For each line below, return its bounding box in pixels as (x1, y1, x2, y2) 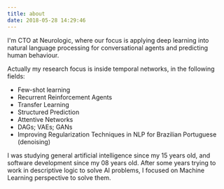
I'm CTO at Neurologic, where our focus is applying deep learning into (7, 36, 209, 44)
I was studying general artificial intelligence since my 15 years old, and (7, 151, 211, 160)
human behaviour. (7, 50, 59, 59)
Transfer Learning (17, 100, 70, 108)
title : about (7, 10, 45, 17)
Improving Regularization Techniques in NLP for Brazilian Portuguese (17, 130, 217, 139)
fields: (7, 71, 26, 80)
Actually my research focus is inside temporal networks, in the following (7, 64, 215, 73)
